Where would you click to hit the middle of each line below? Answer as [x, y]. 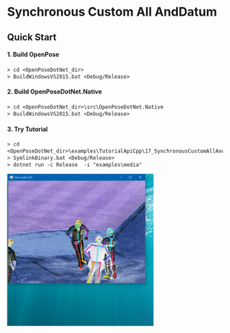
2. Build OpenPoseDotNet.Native [55, 92]
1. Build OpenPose [33, 55]
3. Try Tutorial [27, 129]
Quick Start [32, 37]
